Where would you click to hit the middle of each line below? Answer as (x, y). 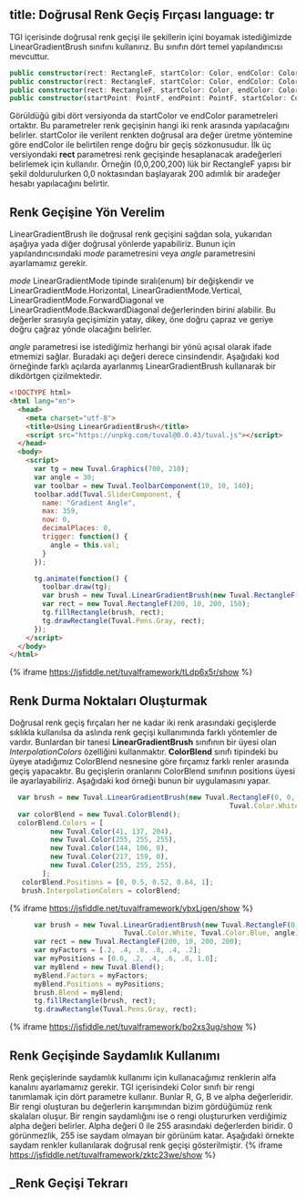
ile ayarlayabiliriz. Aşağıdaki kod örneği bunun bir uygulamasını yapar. (140, 781)
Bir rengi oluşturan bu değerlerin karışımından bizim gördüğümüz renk (141, 1107)
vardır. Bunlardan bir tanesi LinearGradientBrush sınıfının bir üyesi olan (143, 743)
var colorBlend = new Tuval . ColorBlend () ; (99, 815)
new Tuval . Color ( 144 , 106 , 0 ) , (109, 848)
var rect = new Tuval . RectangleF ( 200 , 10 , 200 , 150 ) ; (146, 604)
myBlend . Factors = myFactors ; (91, 975)
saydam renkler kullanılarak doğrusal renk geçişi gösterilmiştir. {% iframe (146, 1145)
